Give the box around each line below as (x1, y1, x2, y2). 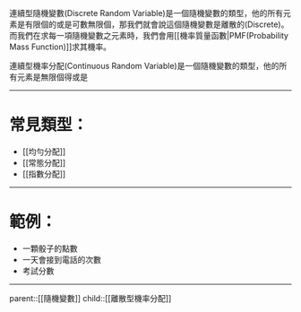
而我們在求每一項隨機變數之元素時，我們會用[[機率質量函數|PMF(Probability (9, 30, 289, 40)
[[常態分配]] (21, 157, 66, 168)
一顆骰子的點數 (21, 243, 78, 254)
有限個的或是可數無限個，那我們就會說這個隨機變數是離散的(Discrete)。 (24, 19, 289, 30)
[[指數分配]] (21, 169, 66, 179)
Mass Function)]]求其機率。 (9, 41, 112, 52)
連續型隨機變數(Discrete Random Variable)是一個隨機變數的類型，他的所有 (9, 8, 284, 18)
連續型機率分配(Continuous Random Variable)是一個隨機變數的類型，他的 (9, 61, 279, 71)
